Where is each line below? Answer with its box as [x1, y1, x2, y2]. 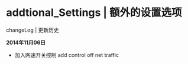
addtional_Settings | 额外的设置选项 [6, 6, 182, 19]
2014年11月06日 [6, 39, 46, 46]
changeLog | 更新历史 [6, 26, 59, 33]
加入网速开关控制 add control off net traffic [14, 51, 119, 58]
